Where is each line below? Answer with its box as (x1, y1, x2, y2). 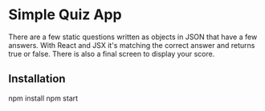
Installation (8, 72, 66, 85)
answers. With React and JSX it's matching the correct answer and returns (8, 40, 255, 50)
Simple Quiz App (8, 6, 122, 24)
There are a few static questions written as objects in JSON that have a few (8, 32, 258, 42)
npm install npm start (8, 93, 79, 103)
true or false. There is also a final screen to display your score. (8, 49, 215, 58)
